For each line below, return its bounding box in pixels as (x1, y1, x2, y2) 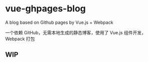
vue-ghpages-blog (5, 3, 86, 14)
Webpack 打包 (5, 36, 35, 42)
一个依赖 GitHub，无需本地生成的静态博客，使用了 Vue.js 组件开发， (5, 29, 146, 35)
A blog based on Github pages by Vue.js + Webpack (5, 19, 114, 25)
